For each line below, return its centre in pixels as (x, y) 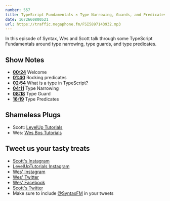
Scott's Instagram (31, 161)
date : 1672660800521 (27, 19)
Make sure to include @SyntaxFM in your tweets (63, 193)
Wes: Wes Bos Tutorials (37, 132)
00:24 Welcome (30, 72)
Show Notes (25, 60)
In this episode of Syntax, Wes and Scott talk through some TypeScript (79, 39)
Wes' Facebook (29, 182)
